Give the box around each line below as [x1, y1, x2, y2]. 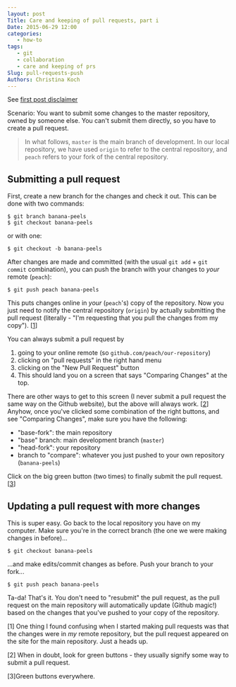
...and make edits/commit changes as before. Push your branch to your [7, 560, 213, 568]
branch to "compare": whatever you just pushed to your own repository [17, 451, 225, 460]
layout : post [7, 10, 46, 18]
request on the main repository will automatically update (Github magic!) [7, 601, 217, 609]
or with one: [7, 232, 42, 240]
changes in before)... [7, 534, 68, 542]
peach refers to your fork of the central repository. [24, 153, 169, 161]
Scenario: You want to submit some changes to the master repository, [7, 109, 210, 117]
